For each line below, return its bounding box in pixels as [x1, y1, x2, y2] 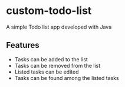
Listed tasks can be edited [14, 68, 79, 75]
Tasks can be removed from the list [14, 62, 101, 69]
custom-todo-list [6, 4, 92, 18]
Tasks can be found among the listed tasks [14, 74, 119, 81]
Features [6, 40, 40, 50]
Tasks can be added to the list [14, 55, 88, 62]
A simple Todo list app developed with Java [6, 23, 112, 30]
